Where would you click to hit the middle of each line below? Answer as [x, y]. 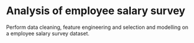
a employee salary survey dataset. [48, 33]
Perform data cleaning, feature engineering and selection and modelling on [97, 27]
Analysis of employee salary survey [96, 11]
